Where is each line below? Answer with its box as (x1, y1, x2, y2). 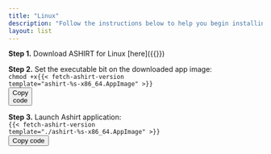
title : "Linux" (8, 11, 60, 20)
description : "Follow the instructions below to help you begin (8, 19, 229, 27)
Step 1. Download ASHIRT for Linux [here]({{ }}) (8, 49, 165, 59)
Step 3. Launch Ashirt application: (8, 112, 122, 122)
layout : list (8, 27, 52, 35)
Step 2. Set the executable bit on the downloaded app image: (8, 65, 212, 74)
